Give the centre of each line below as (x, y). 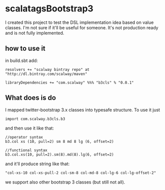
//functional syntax (27, 150)
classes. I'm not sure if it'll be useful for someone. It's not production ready (82, 27)
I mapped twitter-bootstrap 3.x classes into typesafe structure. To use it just (82, 110)
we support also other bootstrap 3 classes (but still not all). (65, 182)
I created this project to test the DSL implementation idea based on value (80, 22)
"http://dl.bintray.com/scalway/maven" (46, 74)
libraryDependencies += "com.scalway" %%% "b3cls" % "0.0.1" (70, 82)
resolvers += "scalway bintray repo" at (48, 69)
